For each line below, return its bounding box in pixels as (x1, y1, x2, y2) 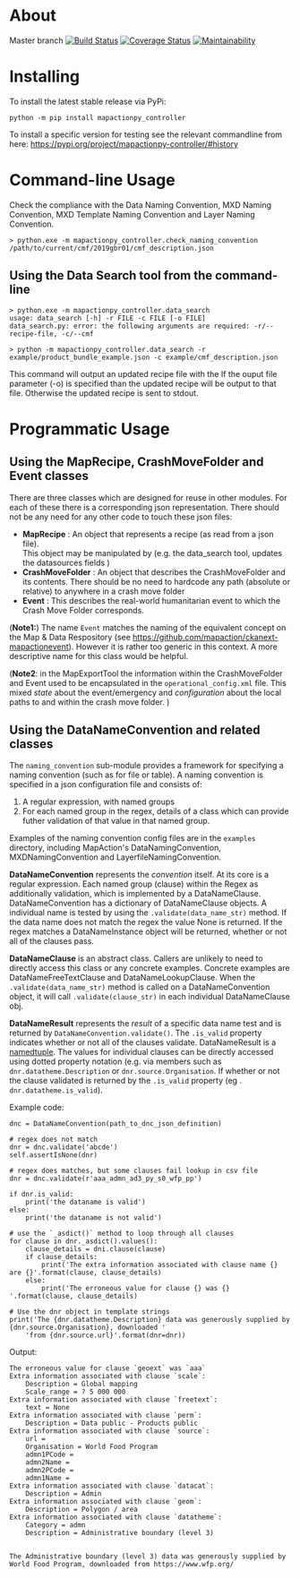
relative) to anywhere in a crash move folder (21, 586, 185, 596)
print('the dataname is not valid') (25, 1214, 163, 1222)
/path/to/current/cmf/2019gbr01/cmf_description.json (9, 244, 215, 253)
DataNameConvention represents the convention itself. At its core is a (9, 870, 270, 880)
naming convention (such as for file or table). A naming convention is (9, 769, 264, 780)
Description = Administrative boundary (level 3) (25, 1529, 215, 1538)
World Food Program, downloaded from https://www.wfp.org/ (9, 1560, 235, 1569)
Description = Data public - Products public (25, 1419, 199, 1428)
